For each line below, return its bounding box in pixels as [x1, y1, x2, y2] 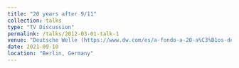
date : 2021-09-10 [7, 43, 59, 50]
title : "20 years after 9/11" [7, 10, 97, 18]
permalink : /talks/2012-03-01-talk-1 [7, 30, 119, 38]
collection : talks [7, 17, 62, 24]
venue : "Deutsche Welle [7, 37, 78, 44]
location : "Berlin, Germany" [7, 50, 94, 57]
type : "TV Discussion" [7, 23, 75, 30]
